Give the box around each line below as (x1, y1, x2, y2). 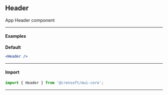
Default (5, 44, 21, 50)
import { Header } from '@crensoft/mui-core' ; (5, 81, 104, 86)
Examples (5, 33, 26, 39)
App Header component (5, 17, 55, 23)
